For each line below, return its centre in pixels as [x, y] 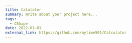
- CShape [19, 23]
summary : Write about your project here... [51, 14]
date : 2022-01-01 [23, 28]
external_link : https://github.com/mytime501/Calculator [66, 33]
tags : [11, 19]
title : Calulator [23, 10]
